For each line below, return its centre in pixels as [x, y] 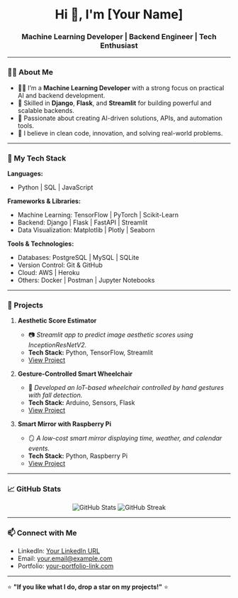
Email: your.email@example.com [65, 558]
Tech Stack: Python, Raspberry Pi [78, 456]
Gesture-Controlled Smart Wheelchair [75, 374]
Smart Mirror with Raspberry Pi [64, 424]
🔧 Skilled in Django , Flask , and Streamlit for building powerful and [114, 103]
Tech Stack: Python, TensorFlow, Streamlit [91, 353]
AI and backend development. [61, 95]
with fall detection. [55, 395]
